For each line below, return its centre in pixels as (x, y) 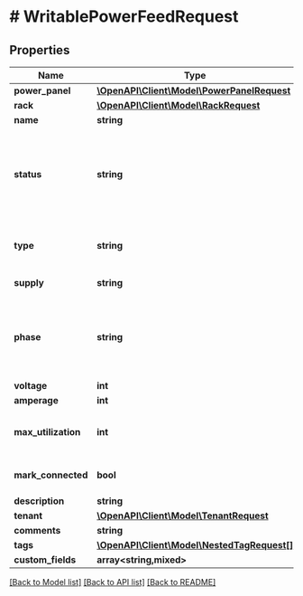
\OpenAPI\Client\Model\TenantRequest (182, 516)
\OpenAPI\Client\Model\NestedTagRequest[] (195, 545)
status (28, 174)
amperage (36, 400)
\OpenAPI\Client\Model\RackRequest (178, 105)
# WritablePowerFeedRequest (124, 17)
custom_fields (45, 560)
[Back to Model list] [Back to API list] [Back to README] (113, 582)
